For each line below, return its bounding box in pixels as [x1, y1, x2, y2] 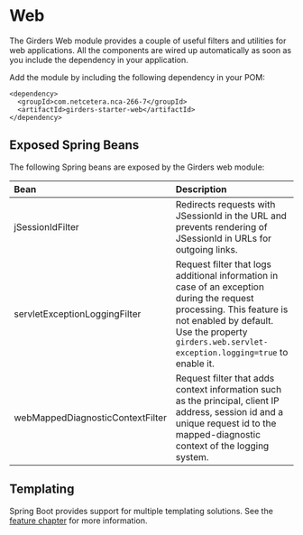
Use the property [175, 326, 248, 338]
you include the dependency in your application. [9, 54, 188, 65]
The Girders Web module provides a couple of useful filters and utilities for [9, 35, 287, 46]
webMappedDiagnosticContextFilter [14, 411, 167, 424]
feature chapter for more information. [9, 515, 148, 526]
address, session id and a [175, 405, 284, 418]
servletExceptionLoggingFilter [14, 308, 142, 320]
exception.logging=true [175, 347, 278, 357]
